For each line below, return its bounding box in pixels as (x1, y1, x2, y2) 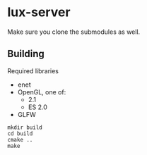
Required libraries (7, 66, 59, 75)
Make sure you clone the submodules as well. (7, 27, 141, 36)
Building (7, 48, 45, 60)
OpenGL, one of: (17, 87, 66, 96)
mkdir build (7, 124, 42, 131)
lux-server (7, 4, 71, 20)
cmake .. (7, 136, 33, 143)
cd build (7, 130, 33, 137)
